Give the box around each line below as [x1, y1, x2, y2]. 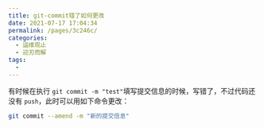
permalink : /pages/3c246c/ [8, 26, 98, 34]
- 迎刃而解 [15, 48, 47, 56]
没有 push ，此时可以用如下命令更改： [8, 96, 130, 106]
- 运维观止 [15, 41, 47, 49]
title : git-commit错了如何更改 [8, 11, 105, 20]
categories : [8, 33, 48, 42]
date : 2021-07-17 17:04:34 [8, 19, 98, 27]
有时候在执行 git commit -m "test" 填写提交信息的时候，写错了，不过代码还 [8, 86, 256, 95]
